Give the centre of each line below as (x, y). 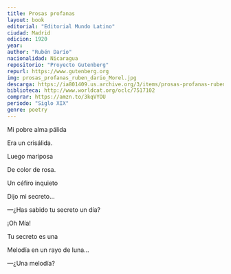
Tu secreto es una (33, 236)
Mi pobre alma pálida (37, 129)
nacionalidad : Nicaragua (43, 59)
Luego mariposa (30, 156)
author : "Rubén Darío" (40, 52)
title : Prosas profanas (41, 13)
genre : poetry (27, 110)
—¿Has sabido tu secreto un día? (54, 209)
